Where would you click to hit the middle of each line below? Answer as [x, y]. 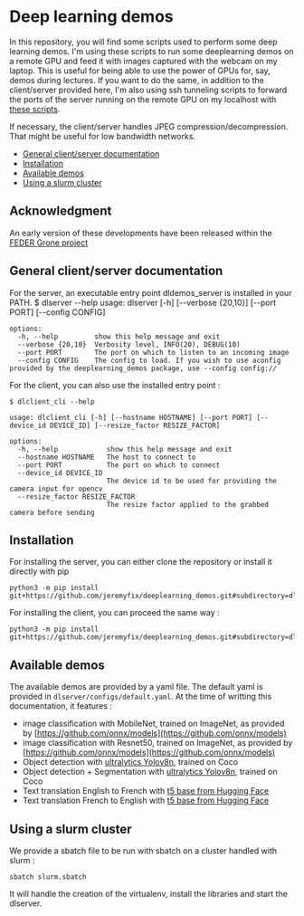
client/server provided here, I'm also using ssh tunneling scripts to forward [148, 90]
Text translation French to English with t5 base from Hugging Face [146, 801]
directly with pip [39, 571]
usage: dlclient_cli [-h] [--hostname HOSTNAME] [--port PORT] [131, 417]
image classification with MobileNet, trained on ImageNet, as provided [153, 724]
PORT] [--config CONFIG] [57, 312]
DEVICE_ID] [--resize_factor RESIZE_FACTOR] [135, 425]
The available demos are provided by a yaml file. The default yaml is [137, 687]
